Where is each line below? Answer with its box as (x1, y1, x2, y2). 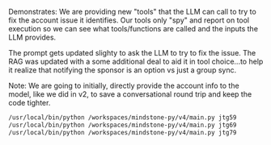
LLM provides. (8, 32, 57, 42)
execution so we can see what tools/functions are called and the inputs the (8, 24, 259, 33)
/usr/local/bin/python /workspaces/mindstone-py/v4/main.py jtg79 (8, 128, 237, 136)
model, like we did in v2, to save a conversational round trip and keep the (8, 89, 252, 99)
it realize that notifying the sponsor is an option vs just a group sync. (8, 65, 237, 75)
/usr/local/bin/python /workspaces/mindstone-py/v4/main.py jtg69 (8, 121, 237, 129)
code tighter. (8, 98, 51, 107)
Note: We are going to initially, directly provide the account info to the (8, 81, 240, 90)
